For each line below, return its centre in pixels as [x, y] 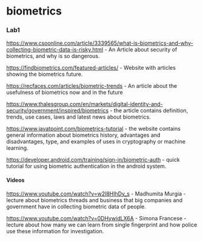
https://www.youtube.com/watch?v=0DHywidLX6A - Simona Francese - [96, 218]
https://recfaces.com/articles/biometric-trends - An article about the [92, 86]
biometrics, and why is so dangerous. [53, 56]
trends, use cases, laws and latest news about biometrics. [79, 117]
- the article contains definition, [149, 111]
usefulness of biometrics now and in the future [65, 93]
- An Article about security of [141, 50]
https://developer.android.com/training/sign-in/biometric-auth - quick [93, 160]
